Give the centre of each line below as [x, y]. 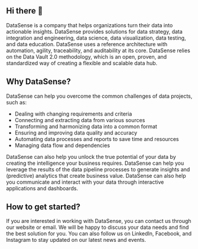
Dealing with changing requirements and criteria [73, 114]
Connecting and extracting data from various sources [80, 120]
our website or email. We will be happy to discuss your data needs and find [98, 227]
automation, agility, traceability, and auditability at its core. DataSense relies [98, 50]
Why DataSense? [38, 82]
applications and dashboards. [42, 188]
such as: [17, 102]
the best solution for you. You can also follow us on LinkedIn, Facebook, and [99, 234]
